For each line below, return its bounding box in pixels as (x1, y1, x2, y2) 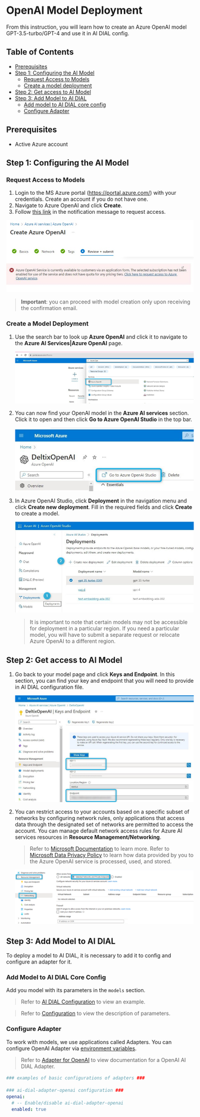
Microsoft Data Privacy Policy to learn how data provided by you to (29, 851, 194, 858)
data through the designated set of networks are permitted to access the (14, 821, 193, 828)
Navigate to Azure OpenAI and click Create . (14, 202, 123, 209)
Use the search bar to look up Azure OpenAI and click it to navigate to (14, 333, 187, 340)
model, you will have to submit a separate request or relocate (29, 631, 180, 639)
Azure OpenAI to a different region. (29, 637, 116, 645)
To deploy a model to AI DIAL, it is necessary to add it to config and (6, 952, 171, 959)
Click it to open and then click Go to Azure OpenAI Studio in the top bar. (14, 416, 192, 423)
